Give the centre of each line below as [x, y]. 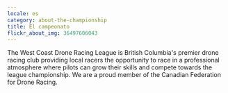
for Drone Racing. [32, 82]
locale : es [23, 14]
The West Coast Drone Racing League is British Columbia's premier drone [113, 53]
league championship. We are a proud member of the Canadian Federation [114, 75]
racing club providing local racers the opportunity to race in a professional [114, 60]
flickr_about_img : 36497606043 [52, 33]
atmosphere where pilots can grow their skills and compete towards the [110, 67]
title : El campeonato [39, 26]
